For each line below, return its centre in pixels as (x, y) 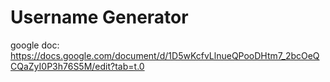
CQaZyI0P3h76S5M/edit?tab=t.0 (77, 66)
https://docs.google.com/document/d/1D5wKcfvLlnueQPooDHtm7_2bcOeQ (165, 55)
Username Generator (99, 17)
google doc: (35, 45)
